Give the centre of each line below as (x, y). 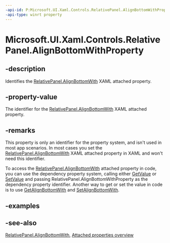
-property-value (31, 97)
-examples (23, 206)
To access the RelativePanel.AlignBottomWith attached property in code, (81, 168)
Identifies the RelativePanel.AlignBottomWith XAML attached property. (78, 81)
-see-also (21, 223)
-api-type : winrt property (34, 15)
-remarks (20, 130)
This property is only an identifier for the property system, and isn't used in (83, 142)
